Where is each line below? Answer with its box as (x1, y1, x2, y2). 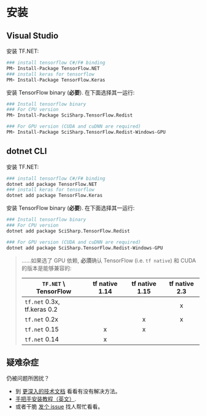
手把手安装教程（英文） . (15, 395, 77, 403)
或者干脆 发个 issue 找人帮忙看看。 (15, 403, 104, 410)
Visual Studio (6, 30, 59, 40)
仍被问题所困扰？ (6, 375, 50, 382)
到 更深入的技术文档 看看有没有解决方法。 (15, 388, 121, 395)
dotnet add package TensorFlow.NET (6, 181, 97, 187)
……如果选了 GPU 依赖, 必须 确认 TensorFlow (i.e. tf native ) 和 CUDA (21, 256, 196, 264)
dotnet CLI (6, 146, 47, 156)
